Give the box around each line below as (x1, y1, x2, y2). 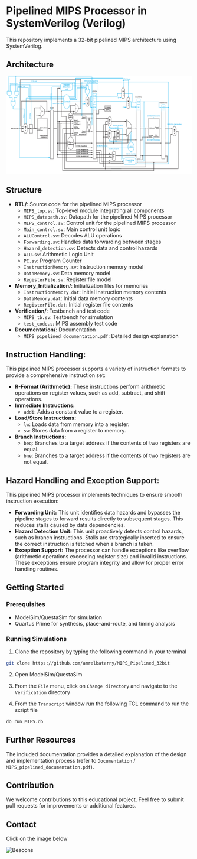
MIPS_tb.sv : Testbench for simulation (23, 314, 114, 321)
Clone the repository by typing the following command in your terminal (14, 648, 187, 655)
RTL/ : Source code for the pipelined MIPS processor (14, 201, 143, 208)
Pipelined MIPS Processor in (6, 4, 147, 18)
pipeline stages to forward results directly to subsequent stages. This (14, 515, 183, 522)
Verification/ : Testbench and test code (14, 307, 110, 314)
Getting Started (6, 583, 64, 593)
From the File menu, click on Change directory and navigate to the (14, 682, 178, 689)
